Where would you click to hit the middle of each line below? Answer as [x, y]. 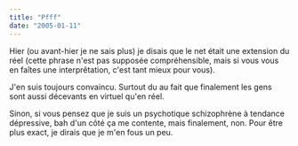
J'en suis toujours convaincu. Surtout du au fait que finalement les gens [141, 87]
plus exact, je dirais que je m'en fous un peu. [91, 132]
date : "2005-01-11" [45, 26]
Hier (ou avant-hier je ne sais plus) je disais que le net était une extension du [149, 50]
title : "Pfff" [36, 17]
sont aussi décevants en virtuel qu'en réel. [87, 96]
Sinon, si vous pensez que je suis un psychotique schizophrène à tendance [147, 113]
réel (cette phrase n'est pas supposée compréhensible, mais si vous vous [144, 60]
